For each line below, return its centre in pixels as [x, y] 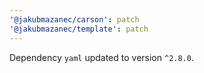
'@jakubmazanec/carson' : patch [74, 19]
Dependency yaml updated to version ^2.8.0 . [101, 57]
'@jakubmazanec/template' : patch [79, 29]
